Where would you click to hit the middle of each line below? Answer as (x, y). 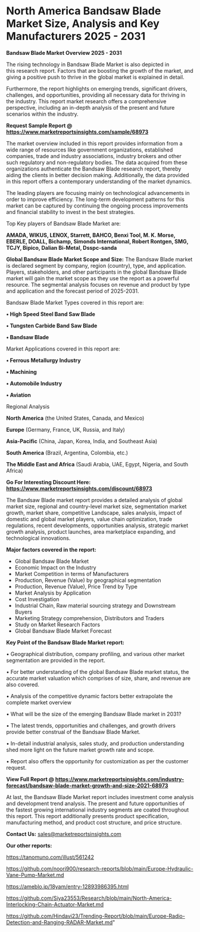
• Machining (21, 371)
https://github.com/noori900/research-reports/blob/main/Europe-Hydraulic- (100, 868)
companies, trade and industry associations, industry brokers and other (94, 156)
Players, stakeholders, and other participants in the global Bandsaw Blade (97, 272)
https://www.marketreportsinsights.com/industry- (120, 779)
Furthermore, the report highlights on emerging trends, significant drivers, (97, 88)
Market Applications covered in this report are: (63, 349)
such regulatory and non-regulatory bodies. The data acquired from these (97, 162)
